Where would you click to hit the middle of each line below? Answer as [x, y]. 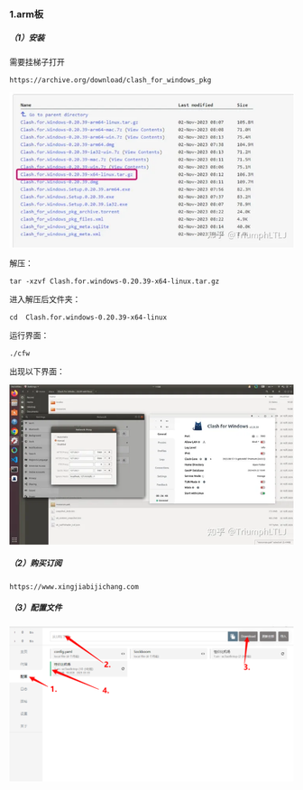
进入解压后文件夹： [45, 299]
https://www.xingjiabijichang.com [74, 587]
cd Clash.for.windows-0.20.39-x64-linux [88, 317]
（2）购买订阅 [36, 563]
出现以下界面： [37, 372]
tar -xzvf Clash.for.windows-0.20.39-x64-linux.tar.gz [115, 281]
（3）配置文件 [36, 608]
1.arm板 [27, 14]
